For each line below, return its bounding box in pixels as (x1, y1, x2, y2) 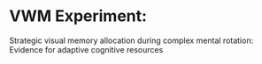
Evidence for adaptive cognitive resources (9, 44, 164, 54)
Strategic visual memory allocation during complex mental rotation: (9, 35, 254, 46)
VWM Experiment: (9, 6, 148, 26)
